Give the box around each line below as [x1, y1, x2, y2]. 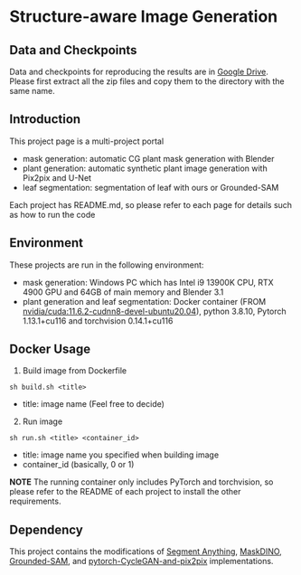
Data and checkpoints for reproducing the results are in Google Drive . [9, 66, 268, 77]
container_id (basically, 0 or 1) [22, 459, 135, 470]
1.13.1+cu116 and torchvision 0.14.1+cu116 [22, 315, 174, 326]
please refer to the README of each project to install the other [9, 486, 241, 497]
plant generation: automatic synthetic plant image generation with [22, 163, 268, 174]
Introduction [9, 111, 81, 127]
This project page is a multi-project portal [9, 136, 165, 146]
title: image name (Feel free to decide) [22, 399, 165, 410]
